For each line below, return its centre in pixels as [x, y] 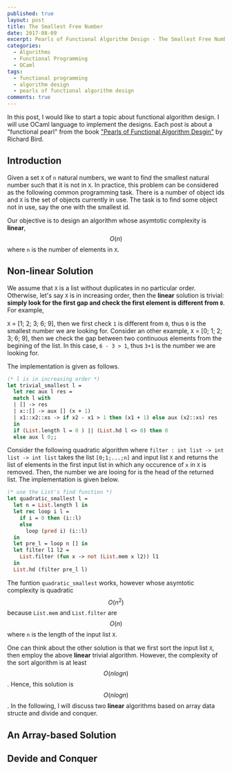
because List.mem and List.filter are [62, 613]
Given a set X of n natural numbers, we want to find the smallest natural [108, 177]
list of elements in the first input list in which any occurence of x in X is [107, 465]
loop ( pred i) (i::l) [57, 531]
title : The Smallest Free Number [55, 26]
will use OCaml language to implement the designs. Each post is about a [110, 124]
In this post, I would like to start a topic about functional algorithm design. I [113, 117]
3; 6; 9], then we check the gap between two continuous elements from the [115, 338]
